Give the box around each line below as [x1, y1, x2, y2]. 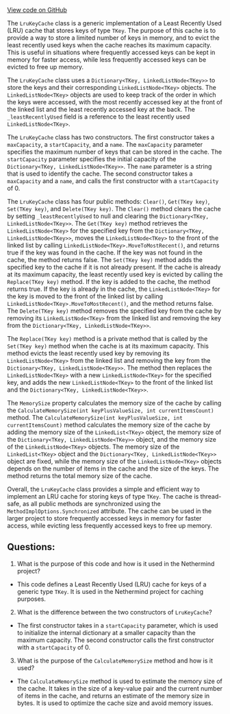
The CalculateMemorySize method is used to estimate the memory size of [16, 677, 222, 685]
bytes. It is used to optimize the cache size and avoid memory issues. [16, 699, 214, 707]
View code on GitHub [7, 6, 67, 14]
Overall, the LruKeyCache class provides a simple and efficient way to [7, 485, 201, 493]
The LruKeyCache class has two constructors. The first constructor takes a [7, 133, 215, 141]
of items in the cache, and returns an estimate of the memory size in [16, 691, 210, 700]
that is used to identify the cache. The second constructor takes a [7, 169, 193, 178]
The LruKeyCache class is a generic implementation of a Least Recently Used [7, 19, 222, 27]
